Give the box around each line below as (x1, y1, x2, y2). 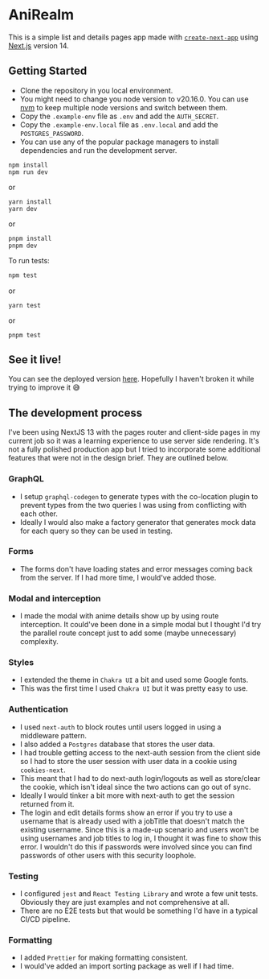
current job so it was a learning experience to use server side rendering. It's (8, 436, 259, 446)
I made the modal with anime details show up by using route (19, 611, 219, 621)
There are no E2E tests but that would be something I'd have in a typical (19, 906, 259, 915)
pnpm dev (8, 242, 38, 250)
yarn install (8, 197, 52, 206)
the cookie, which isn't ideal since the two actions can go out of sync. (19, 782, 251, 791)
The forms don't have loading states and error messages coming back (19, 564, 253, 573)
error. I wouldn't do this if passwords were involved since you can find (19, 841, 253, 851)
